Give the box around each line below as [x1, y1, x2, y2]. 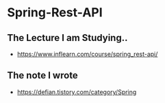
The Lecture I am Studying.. [7, 32, 128, 44]
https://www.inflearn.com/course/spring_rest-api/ [16, 50, 158, 58]
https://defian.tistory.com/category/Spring [16, 87, 137, 96]
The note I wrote [7, 70, 79, 81]
